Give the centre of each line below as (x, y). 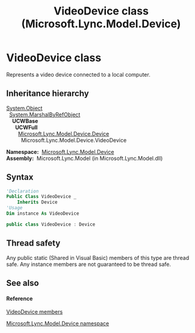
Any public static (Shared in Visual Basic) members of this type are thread (98, 258)
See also (23, 283)
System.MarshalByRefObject (45, 114)
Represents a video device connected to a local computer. (78, 74)
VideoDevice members (35, 312)
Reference (20, 298)
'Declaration (23, 191)
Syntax (20, 177)
